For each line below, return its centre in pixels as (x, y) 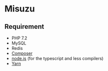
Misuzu (20, 9)
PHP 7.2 (19, 38)
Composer (22, 53)
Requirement (24, 27)
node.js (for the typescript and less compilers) (57, 58)
